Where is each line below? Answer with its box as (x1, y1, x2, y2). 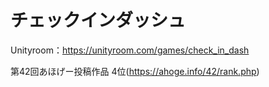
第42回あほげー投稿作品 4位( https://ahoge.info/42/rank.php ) (10, 65, 260, 77)
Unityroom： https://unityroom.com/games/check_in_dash (10, 44, 250, 56)
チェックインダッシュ (10, 9, 187, 32)
